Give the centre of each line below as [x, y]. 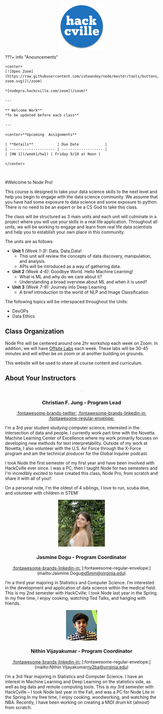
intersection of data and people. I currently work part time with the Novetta [80, 433]
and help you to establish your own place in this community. [65, 232]
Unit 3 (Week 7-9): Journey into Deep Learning [59, 287]
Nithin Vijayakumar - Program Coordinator [81, 651]
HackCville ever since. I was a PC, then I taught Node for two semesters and [81, 468]
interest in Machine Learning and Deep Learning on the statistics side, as [78, 681]
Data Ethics [24, 316]
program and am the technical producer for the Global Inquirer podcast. [77, 453]
